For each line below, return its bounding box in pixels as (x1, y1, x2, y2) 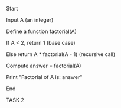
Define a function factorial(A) (6, 28, 77, 35)
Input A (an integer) (6, 17, 54, 23)
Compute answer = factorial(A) (6, 62, 81, 69)
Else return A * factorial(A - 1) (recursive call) (6, 51, 116, 58)
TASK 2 (6, 97, 25, 103)
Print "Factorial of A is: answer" (6, 74, 83, 80)
